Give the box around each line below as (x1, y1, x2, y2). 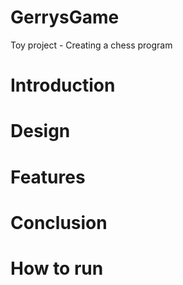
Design (10, 120, 71, 143)
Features (10, 166, 86, 188)
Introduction (10, 74, 116, 97)
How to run (10, 257, 104, 280)
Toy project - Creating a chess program (10, 39, 173, 51)
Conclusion (10, 211, 108, 234)
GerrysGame (10, 6, 120, 29)
